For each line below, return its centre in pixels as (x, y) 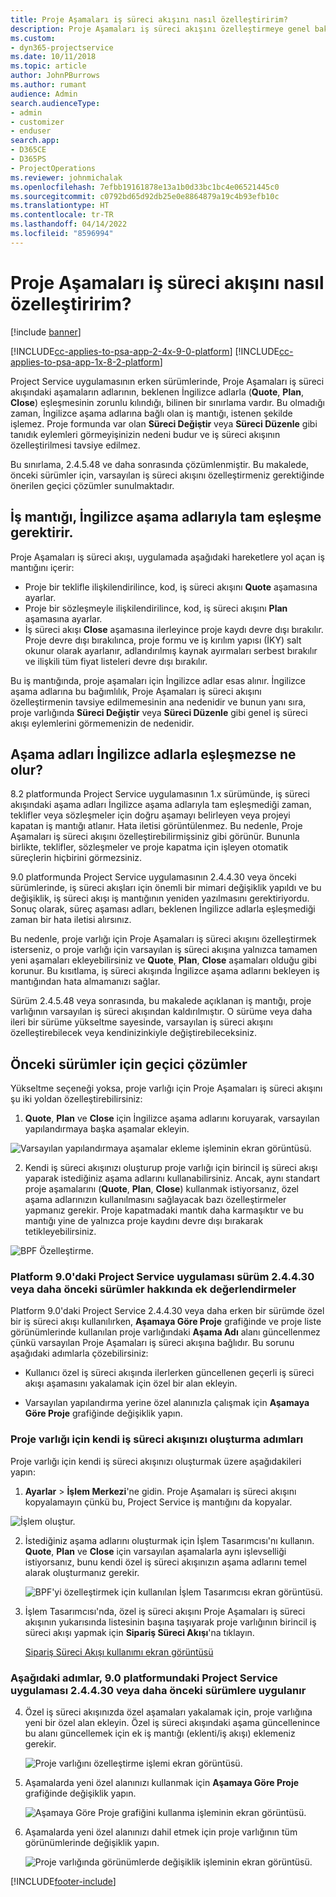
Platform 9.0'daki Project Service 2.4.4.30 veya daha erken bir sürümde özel (167, 1311)
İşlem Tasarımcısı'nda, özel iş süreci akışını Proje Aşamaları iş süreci (165, 1611)
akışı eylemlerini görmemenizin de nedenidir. (102, 723)
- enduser (31, 131)
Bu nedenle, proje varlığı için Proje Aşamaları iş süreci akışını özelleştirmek (163, 939)
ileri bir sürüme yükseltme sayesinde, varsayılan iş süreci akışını (141, 1022)
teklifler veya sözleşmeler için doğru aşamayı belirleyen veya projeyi (150, 815)
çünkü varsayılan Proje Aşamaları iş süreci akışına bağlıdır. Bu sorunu (152, 1343)
